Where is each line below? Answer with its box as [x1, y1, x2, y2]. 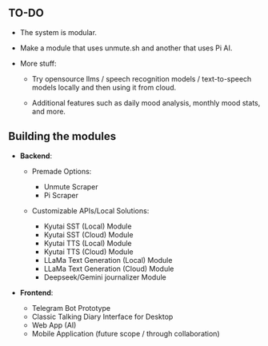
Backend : [19, 151, 53, 161]
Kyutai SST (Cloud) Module [43, 229, 134, 239]
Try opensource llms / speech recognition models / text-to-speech [31, 74, 252, 83]
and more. [31, 106, 66, 116]
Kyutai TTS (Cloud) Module [43, 247, 134, 257]
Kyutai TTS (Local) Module [43, 238, 132, 248]
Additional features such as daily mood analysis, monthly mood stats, [31, 97, 261, 107]
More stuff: [19, 58, 58, 68]
